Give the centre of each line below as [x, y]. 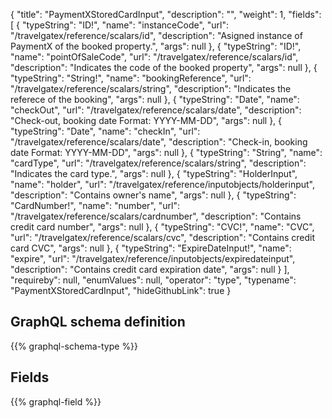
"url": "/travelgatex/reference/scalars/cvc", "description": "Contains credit [163, 237]
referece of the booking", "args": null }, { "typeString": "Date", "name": [155, 99]
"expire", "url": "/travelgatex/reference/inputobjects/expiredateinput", [153, 258]
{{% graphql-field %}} [56, 401]
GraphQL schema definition [98, 322]
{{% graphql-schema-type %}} [74, 346]
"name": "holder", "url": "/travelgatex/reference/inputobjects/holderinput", [162, 184]
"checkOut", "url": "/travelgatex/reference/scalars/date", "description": [156, 110]
